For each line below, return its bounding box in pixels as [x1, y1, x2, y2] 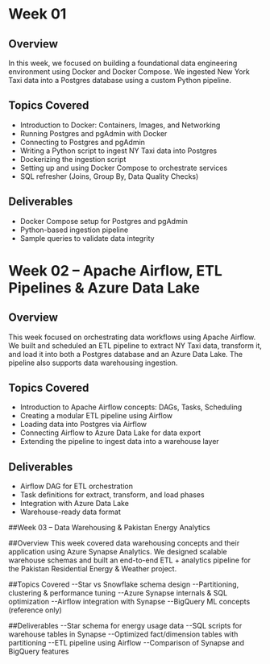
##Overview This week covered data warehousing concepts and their [8, 538, 240, 548]
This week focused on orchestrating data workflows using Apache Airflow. [8, 332, 256, 342]
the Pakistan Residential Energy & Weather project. [8, 564, 177, 574]
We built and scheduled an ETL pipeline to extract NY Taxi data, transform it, [8, 340, 262, 351]
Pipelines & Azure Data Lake [8, 279, 200, 297]
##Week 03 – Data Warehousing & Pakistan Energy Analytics [8, 523, 211, 533]
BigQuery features [8, 646, 69, 657]
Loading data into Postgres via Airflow [19, 420, 147, 430]
